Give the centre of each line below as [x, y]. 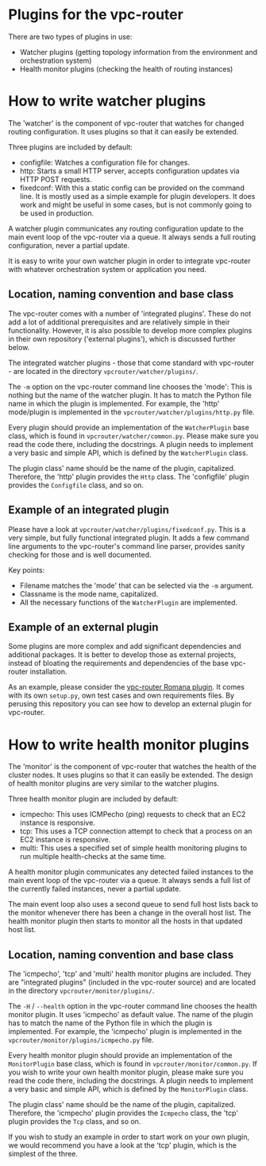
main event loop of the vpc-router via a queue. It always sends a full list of [130, 880]
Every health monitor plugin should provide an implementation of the [120, 1055]
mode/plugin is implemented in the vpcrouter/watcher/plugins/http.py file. [132, 412]
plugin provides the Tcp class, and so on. [75, 1121]
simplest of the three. [43, 1154]
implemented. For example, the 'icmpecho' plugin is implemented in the [125, 1032]
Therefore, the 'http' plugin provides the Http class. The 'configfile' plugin [129, 476]
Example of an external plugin [83, 627]
